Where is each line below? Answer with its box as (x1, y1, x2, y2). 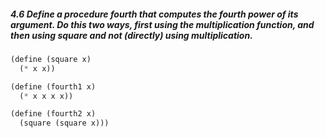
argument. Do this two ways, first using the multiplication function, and (10, 18, 315, 30)
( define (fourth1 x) (10, 81, 97, 92)
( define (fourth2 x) (10, 109, 97, 119)
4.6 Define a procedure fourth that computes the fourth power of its (10, 8, 299, 20)
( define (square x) (10, 54, 92, 64)
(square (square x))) (19, 118, 110, 129)
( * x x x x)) (19, 91, 74, 101)
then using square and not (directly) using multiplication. (10, 29, 253, 41)
